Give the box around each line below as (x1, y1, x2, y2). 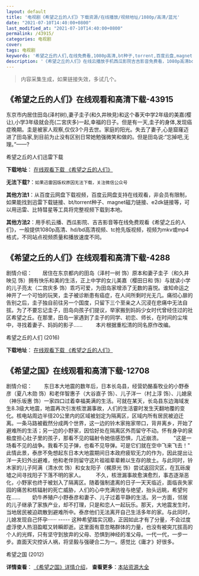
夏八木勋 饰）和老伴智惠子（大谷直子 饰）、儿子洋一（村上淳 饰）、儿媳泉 (16, 390, 192, 397)
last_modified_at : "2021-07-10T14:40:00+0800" (6, 25, 123, 31)
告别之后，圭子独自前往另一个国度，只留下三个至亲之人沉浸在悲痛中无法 (6, 299, 182, 306)
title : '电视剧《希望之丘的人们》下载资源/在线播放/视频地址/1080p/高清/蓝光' (6, 14, 180, 20)
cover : (6, 42, 23, 48)
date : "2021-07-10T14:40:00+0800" (6, 20, 92, 26)
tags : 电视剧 (6, 47, 36, 53)
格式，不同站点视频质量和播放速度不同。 (6, 234, 105, 241)
